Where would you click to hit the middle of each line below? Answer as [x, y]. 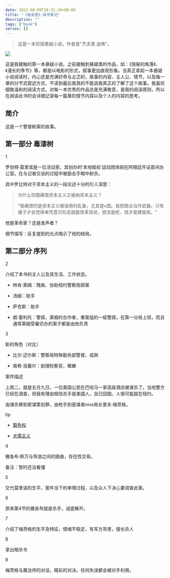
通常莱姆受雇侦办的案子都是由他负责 [50, 323]
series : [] [17, 29]
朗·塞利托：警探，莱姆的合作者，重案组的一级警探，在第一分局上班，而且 [89, 317]
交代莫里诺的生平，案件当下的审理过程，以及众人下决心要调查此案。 [76, 488]
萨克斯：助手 [26, 306]
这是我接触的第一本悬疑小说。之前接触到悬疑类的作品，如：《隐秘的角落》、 [83, 64]
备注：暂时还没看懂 [25, 467]
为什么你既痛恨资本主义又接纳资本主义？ [60, 195]
